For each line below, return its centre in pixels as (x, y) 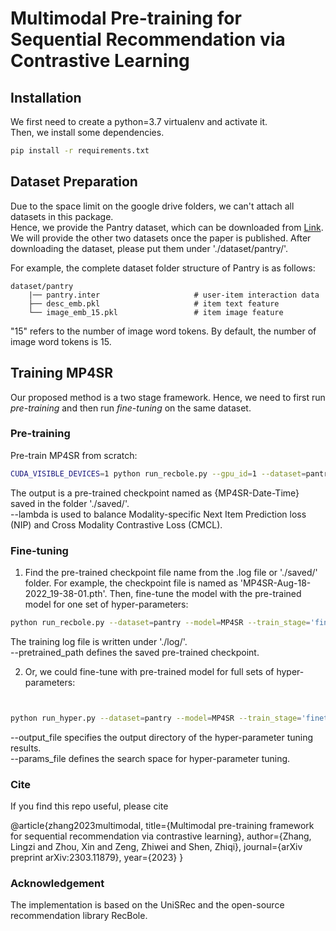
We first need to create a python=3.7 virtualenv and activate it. (139, 121)
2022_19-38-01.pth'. (66, 593)
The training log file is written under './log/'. (99, 641)
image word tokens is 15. (61, 341)
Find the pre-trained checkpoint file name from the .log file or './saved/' (171, 572)
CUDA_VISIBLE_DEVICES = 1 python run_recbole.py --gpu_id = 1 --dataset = (158, 473)
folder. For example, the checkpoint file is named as (131, 583)
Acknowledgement (57, 883)
